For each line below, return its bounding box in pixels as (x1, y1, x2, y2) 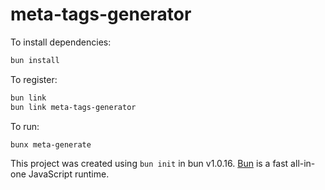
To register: (10, 73, 58, 85)
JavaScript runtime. (28, 168, 110, 180)
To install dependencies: (10, 36, 112, 48)
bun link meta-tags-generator (10, 102, 137, 112)
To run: (10, 120, 40, 132)
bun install (10, 55, 60, 65)
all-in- (290, 158, 316, 170)
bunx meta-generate (10, 139, 92, 150)
